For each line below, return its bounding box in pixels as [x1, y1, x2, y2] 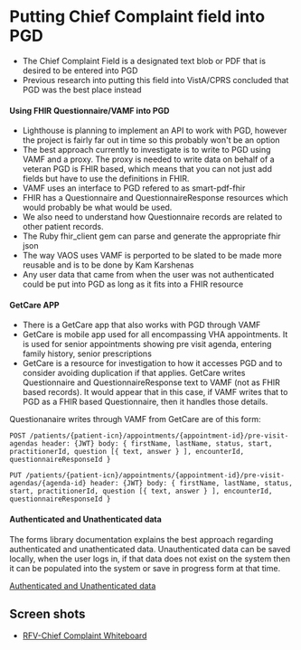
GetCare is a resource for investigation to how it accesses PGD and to [22, 358, 283, 369]
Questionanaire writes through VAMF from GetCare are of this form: [9, 414, 261, 425]
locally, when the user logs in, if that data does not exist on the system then [9, 553, 291, 564]
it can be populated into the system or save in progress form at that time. [9, 562, 281, 573]
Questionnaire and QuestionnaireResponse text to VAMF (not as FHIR [22, 377, 280, 388]
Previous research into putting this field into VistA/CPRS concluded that [22, 74, 289, 85]
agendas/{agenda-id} [9, 479, 88, 488]
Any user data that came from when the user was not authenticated [22, 269, 275, 280]
